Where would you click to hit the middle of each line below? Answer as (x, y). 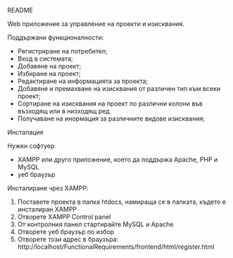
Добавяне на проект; (49, 66)
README (20, 10)
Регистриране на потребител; (62, 51)
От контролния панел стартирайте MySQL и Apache (95, 224)
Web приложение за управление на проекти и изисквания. (96, 24)
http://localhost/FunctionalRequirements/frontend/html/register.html (116, 247)
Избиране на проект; (49, 74)
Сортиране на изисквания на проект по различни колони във (110, 104)
